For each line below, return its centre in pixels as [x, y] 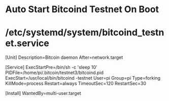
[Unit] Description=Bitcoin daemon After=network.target [64, 57]
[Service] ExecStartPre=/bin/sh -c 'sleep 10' [51, 68]
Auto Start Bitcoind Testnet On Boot [82, 9]
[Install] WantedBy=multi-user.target [43, 93]
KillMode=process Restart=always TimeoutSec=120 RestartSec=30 [76, 83]
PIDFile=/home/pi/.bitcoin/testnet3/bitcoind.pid [55, 73]
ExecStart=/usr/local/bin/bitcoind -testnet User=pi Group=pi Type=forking [83, 78]
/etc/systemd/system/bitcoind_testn [85, 33]
